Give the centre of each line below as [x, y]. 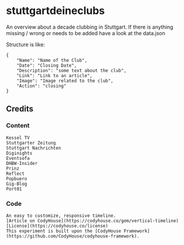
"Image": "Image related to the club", [65, 81]
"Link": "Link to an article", [55, 75]
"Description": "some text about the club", [72, 70]
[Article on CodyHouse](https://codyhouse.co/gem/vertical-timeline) [93, 220]
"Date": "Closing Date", [47, 65]
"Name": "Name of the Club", [52, 60]
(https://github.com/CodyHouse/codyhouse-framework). [73, 236]
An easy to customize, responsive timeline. [61, 215]
